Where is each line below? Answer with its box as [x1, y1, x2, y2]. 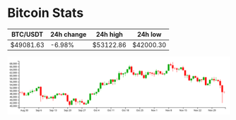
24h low [136, 30, 162, 39]
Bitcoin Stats [7, 5, 84, 21]
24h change [50, 30, 87, 39]
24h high [95, 30, 124, 39]
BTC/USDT [11, 30, 44, 39]
